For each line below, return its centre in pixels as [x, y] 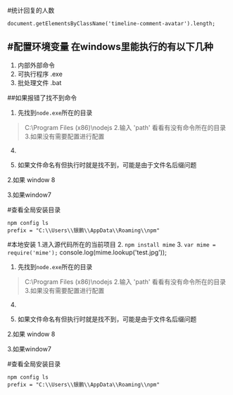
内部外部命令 [36, 65]
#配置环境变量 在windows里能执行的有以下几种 [110, 47]
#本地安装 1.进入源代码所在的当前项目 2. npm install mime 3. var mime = [112, 244]
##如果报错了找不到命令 [42, 98]
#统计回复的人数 [31, 10]
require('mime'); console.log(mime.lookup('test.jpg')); [87, 252]
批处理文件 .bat [39, 82]
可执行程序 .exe [40, 74]
